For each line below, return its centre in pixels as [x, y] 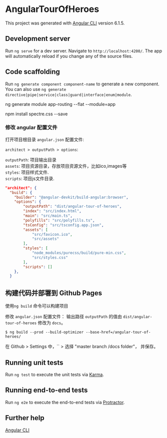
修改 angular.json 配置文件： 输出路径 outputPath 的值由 [64, 317]
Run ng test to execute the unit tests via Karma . [54, 374]
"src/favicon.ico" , [52, 234]
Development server [38, 39]
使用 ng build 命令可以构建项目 [37, 306]
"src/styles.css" [50, 257]
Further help [25, 418]
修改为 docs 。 [52, 323]
